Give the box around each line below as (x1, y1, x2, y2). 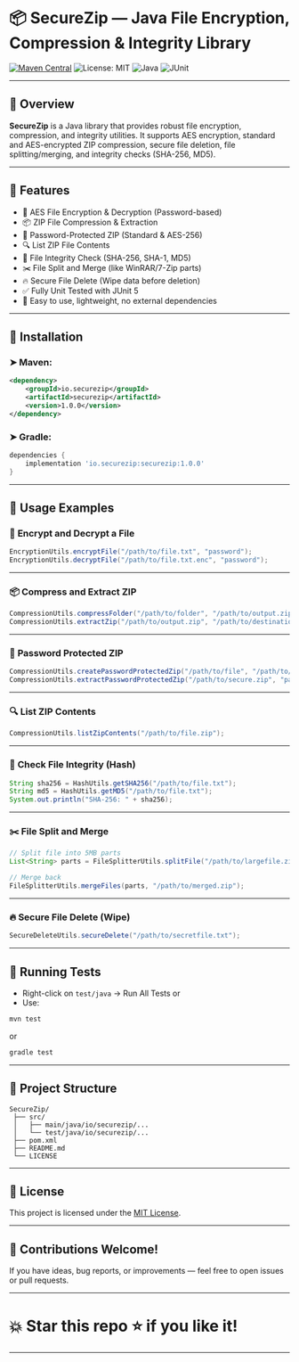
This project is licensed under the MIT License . (9, 1208, 182, 1218)
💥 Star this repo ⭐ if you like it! (9, 1317, 238, 1336)
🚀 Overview (9, 96, 75, 112)
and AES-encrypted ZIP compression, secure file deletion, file (9, 139, 236, 150)
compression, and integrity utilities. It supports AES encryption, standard (9, 129, 276, 140)
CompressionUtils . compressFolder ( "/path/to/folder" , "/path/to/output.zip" (9, 609, 296, 619)
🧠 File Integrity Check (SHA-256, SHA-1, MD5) (21, 252, 191, 263)
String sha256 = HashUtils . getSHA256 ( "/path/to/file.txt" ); (9, 778, 238, 788)
